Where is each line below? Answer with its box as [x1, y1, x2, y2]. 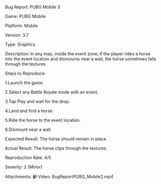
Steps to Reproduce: [5, 71, 46, 76]
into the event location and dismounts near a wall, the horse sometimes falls [5, 56, 156, 62]
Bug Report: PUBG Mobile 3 [5, 4, 60, 10]
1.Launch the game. [5, 80, 44, 85]
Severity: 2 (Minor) [5, 164, 43, 170]
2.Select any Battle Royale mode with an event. [5, 89, 99, 95]
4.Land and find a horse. [5, 108, 54, 113]
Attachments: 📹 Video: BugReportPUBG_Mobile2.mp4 [5, 174, 114, 179]
